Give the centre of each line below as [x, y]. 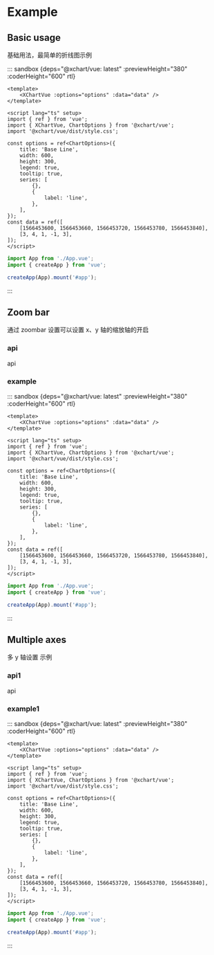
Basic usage [34, 38]
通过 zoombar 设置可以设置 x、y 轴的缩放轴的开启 [78, 330]
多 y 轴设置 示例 [30, 657]
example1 [23, 709]
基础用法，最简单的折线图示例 [49, 55]
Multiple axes [37, 640]
